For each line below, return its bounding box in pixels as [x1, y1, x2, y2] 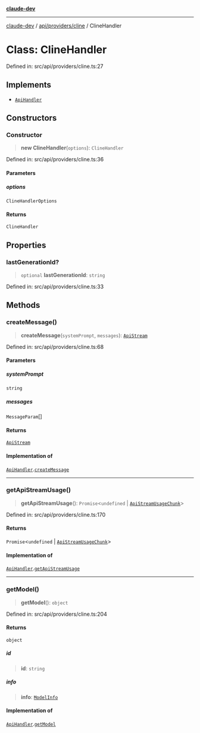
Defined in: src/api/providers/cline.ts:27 [6, 63, 104, 70]
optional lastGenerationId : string [20, 271, 105, 279]
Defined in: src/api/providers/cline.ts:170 [6, 511, 106, 518]
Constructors [6, 113, 57, 123]
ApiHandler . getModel [6, 720, 56, 727]
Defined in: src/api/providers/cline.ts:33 [6, 283, 104, 290]
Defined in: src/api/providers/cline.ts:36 [6, 156, 104, 163]
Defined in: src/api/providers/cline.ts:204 [6, 610, 107, 617]
